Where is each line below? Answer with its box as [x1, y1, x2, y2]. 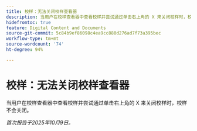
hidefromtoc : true [6, 19, 51, 25]
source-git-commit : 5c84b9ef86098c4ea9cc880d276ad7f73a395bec [6, 30, 161, 36]
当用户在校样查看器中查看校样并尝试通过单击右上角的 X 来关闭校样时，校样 [6, 99, 188, 106]
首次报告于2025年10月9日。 [6, 119, 74, 126]
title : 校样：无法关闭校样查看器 [6, 8, 77, 15]
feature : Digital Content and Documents [6, 25, 107, 31]
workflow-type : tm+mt [6, 36, 59, 42]
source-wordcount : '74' [6, 42, 64, 47]
